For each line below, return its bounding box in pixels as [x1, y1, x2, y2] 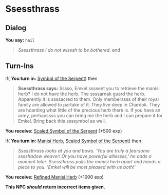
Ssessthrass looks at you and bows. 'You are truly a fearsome [17, 147, 150, 154]
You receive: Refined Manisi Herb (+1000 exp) [5, 174, 104, 180]
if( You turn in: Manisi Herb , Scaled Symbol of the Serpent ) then [5, 138, 141, 144]
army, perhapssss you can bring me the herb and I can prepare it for [17, 112, 163, 118]
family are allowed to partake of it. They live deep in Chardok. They [17, 101, 160, 107]
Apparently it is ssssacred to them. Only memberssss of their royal [17, 96, 159, 102]
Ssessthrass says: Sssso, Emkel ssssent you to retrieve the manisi [17, 85, 160, 91]
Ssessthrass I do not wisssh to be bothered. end [17, 47, 121, 53]
